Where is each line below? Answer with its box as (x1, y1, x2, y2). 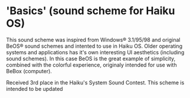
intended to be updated (6, 85, 63, 92)
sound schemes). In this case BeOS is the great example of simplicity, (6, 55, 176, 62)
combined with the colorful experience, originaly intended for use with (6, 61, 177, 68)
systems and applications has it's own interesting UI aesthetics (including (6, 48, 185, 55)
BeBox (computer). (6, 67, 52, 74)
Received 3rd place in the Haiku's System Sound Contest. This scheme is (6, 79, 185, 86)
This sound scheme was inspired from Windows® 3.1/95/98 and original (6, 36, 181, 43)
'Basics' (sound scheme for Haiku (6, 4, 175, 18)
